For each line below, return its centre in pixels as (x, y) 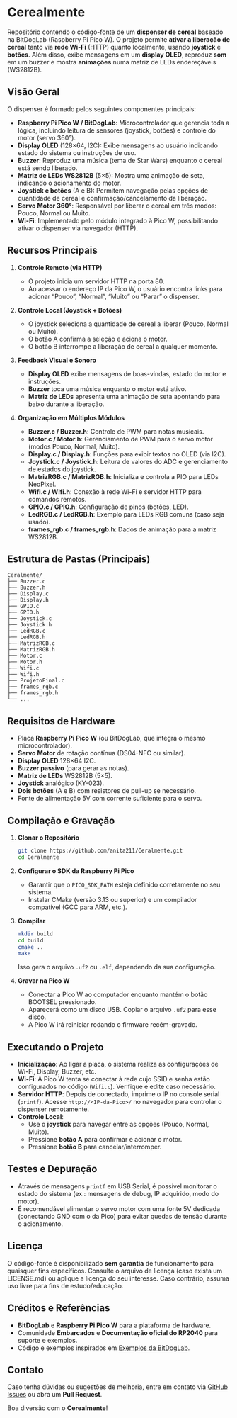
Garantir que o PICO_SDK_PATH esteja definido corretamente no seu (124, 884)
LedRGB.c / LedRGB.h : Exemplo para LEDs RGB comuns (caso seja (126, 514)
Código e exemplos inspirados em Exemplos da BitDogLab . (104, 1348)
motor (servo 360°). (47, 137)
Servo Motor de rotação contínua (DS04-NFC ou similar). (102, 753)
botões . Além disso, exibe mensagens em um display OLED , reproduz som (117, 55)
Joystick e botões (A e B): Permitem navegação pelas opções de (113, 190)
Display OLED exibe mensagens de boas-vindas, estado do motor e (127, 373)
